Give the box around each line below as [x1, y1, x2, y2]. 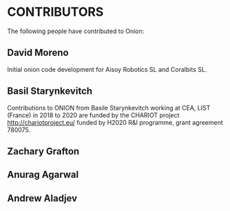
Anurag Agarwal [7, 169, 79, 181]
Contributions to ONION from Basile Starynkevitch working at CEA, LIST [7, 103, 211, 112]
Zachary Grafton [7, 145, 80, 157]
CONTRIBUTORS [7, 4, 104, 20]
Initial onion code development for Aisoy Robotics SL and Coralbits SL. [7, 65, 207, 73]
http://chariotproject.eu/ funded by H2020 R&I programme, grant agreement [7, 118, 224, 126]
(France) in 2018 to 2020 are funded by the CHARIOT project [7, 111, 180, 119]
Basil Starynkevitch [7, 86, 93, 97]
